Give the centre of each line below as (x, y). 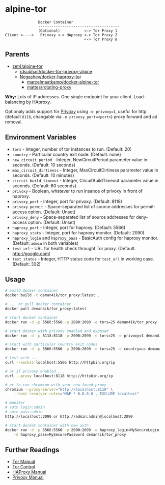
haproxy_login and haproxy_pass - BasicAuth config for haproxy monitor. (85, 238)
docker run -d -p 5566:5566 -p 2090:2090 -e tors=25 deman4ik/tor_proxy (81, 322)
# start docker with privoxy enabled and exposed (57, 331)
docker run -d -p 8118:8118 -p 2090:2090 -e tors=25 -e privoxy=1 (74, 336)
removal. (14, 122)
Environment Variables (41, 137)
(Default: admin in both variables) (45, 243)
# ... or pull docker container (38, 304)
